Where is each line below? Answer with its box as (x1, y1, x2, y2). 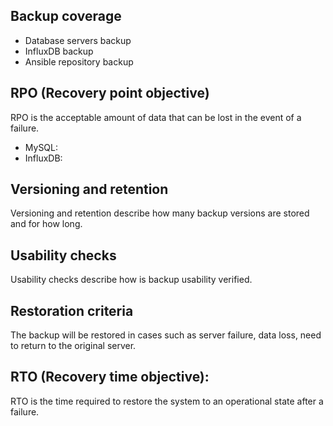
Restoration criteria (10, 302, 134, 319)
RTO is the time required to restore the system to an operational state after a (10, 395, 324, 407)
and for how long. (10, 218, 83, 230)
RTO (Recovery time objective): (10, 369, 210, 386)
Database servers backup (24, 34, 132, 46)
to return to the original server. (10, 340, 137, 352)
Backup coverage (10, 8, 122, 25)
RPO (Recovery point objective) (10, 85, 210, 102)
